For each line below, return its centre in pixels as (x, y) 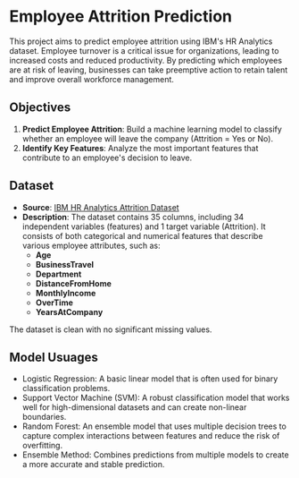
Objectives (40, 108)
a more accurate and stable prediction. (93, 465)
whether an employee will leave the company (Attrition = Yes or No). (148, 138)
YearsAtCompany (69, 312)
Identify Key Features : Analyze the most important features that (140, 148)
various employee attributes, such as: (91, 245)
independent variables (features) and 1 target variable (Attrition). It (144, 226)
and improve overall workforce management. (91, 79)
